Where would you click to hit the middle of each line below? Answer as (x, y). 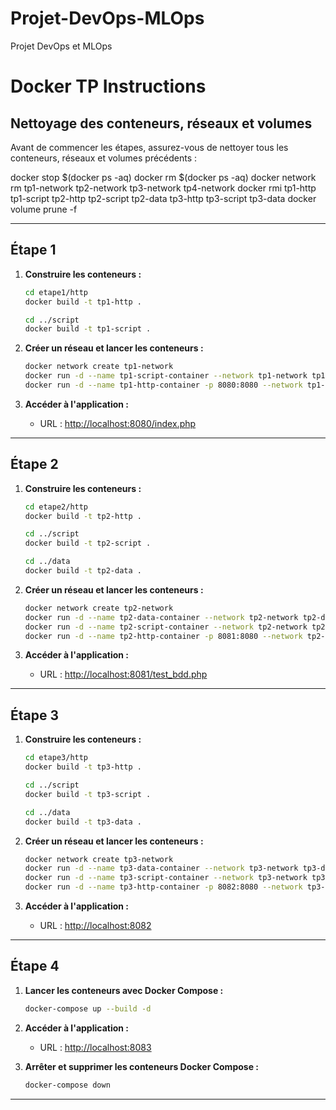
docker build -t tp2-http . (83, 516)
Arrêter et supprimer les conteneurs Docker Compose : (141, 1066)
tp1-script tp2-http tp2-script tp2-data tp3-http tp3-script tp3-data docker (163, 198)
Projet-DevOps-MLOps (107, 18)
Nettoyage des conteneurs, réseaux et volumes (161, 123)
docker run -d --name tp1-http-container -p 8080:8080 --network (163, 385)
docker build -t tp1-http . (83, 302)
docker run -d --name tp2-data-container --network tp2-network (161, 617)
